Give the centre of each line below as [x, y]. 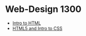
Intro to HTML [27, 23]
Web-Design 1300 [43, 9]
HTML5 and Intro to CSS [37, 28]
